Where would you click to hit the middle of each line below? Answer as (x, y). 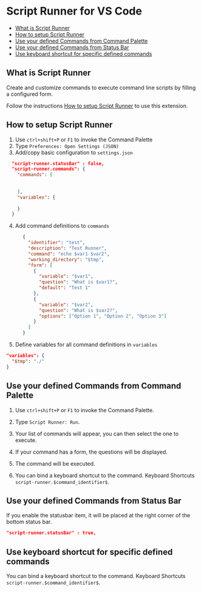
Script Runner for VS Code (74, 11)
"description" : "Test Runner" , (68, 248)
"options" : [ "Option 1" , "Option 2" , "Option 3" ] (103, 316)
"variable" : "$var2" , (66, 305)
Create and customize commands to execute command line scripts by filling (101, 87)
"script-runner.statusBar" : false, (58, 163)
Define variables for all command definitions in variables (86, 345)
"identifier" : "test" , (57, 243)
